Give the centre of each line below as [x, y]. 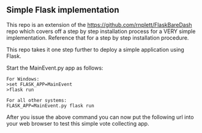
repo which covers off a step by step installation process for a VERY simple [101, 31]
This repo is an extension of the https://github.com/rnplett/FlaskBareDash [99, 24]
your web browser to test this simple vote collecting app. [78, 123]
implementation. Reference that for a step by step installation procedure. [98, 38]
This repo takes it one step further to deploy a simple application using [95, 49]
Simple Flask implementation [63, 10]
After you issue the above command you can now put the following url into [100, 117]
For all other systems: [37, 100]
